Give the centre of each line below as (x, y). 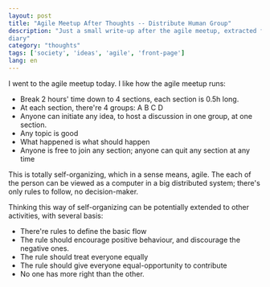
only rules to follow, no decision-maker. (74, 191)
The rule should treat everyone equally (84, 256)
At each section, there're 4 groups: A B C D (91, 107)
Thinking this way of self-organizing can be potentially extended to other (129, 207)
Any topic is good (49, 133)
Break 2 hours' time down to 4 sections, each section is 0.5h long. (129, 99)
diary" (19, 38)
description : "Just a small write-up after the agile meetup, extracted (133, 31)
